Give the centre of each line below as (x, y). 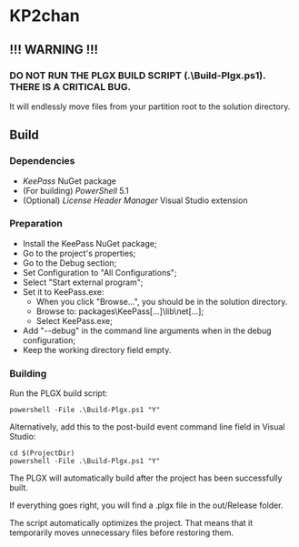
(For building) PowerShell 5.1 (75, 190)
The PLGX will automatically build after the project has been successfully (146, 478)
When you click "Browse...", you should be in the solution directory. (162, 301)
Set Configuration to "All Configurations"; (100, 272)
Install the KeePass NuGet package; (90, 243)
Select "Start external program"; (83, 282)
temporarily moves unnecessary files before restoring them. (122, 532)
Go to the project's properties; (79, 253)
